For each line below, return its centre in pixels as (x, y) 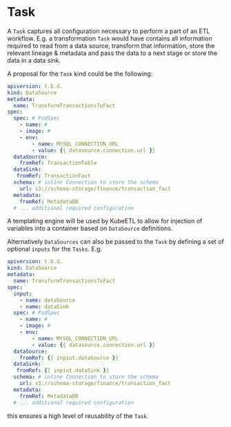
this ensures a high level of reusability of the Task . (78, 416)
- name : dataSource (48, 300)
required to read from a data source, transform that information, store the (111, 45)
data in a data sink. (34, 60)
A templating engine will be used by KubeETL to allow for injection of (105, 221)
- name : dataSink (44, 306)
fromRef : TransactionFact (53, 176)
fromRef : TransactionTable (58, 163)
